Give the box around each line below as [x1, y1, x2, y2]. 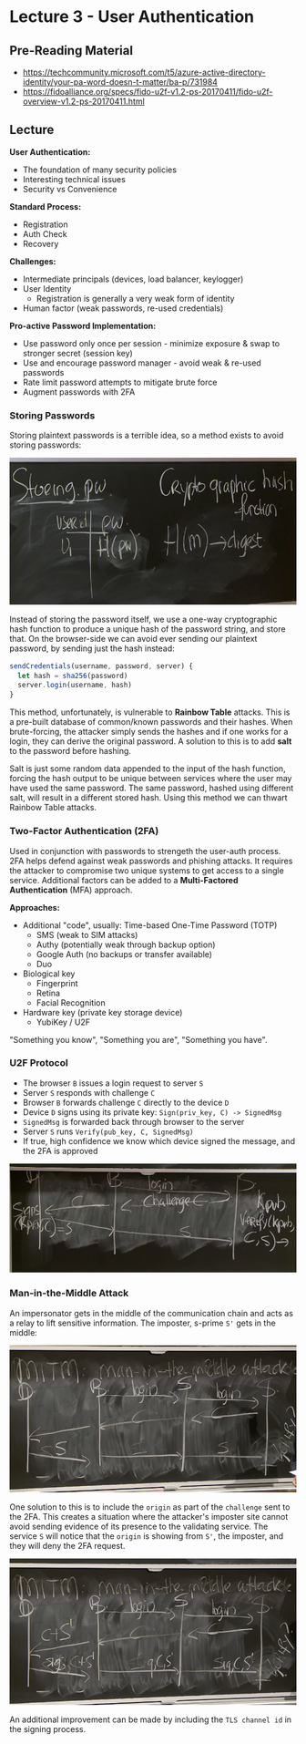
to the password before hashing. [9, 746, 132, 757]
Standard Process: [9, 201, 82, 212]
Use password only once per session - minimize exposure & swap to [22, 337, 280, 348]
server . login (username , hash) [17, 681, 132, 690]
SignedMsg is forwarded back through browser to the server [22, 1116, 245, 1127]
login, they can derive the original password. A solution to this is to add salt [9, 736, 292, 747]
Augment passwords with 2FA [22, 386, 136, 397]
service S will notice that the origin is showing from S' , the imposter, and [9, 1530, 284, 1542]
